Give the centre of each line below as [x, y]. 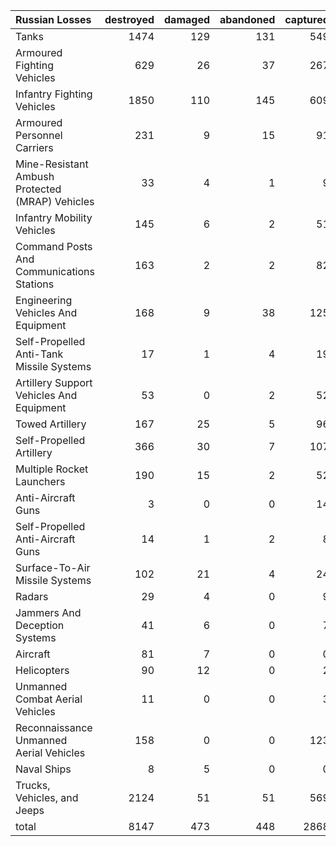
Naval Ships [43, 769]
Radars [32, 596]
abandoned [247, 19]
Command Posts [54, 246]
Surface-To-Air [53, 567]
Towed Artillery [51, 424]
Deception [40, 625]
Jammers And [48, 612]
